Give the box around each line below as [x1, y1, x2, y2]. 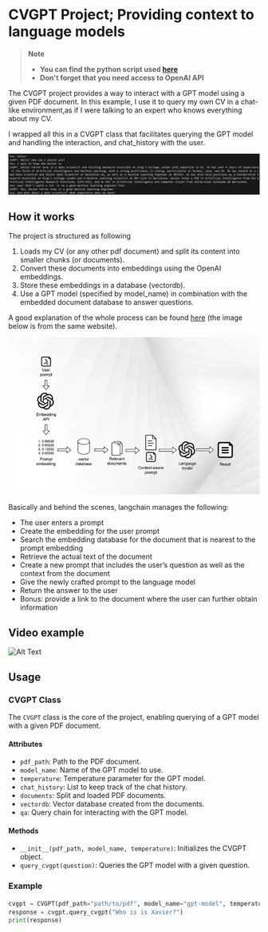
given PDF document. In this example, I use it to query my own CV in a [8, 97, 239, 106]
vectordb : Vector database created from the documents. [19, 800, 205, 809]
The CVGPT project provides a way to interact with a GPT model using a [8, 88, 245, 97]
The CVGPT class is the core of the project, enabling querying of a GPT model [8, 712, 259, 721]
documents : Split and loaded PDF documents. [19, 791, 166, 800]
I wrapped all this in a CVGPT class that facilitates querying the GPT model [8, 129, 254, 139]
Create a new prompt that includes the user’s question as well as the [19, 560, 245, 570]
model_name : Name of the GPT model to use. [19, 765, 164, 775]
